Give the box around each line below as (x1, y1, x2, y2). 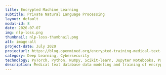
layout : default (5, 16, 39, 21)
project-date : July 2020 (5, 44, 56, 49)
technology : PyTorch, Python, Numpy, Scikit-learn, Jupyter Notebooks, (5, 58, 156, 63)
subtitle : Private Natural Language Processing (5, 12, 105, 17)
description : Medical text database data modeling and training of (5, 62, 147, 67)
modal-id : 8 (5, 21, 30, 26)
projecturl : (5, 48, 30, 53)
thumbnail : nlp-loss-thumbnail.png (5, 35, 79, 40)
